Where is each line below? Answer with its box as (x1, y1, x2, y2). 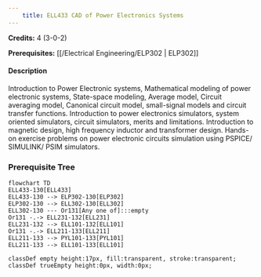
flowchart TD (8, 180, 51, 188)
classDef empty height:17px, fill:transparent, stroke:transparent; (8, 255, 237, 263)
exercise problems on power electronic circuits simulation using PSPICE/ (18, 133, 252, 143)
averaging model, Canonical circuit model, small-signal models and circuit (8, 100, 247, 110)
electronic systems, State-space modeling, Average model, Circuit (8, 92, 222, 101)
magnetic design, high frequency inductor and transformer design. (8, 125, 223, 134)
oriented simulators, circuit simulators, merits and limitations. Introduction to (8, 117, 254, 126)
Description (8, 66, 48, 75)
